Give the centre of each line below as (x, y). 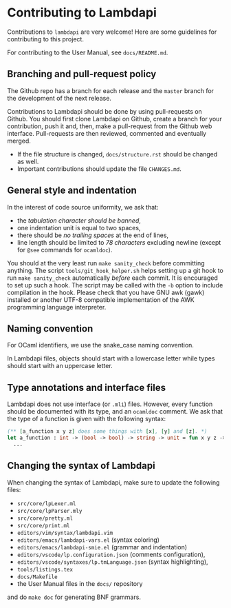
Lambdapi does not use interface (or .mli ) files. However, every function (110, 404)
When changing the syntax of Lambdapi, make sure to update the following (113, 482)
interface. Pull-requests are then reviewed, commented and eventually (107, 133)
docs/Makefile (37, 577)
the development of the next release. (59, 98)
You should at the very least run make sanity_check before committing (106, 263)
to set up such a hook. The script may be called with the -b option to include (115, 285)
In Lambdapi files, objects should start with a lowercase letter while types (111, 358)
